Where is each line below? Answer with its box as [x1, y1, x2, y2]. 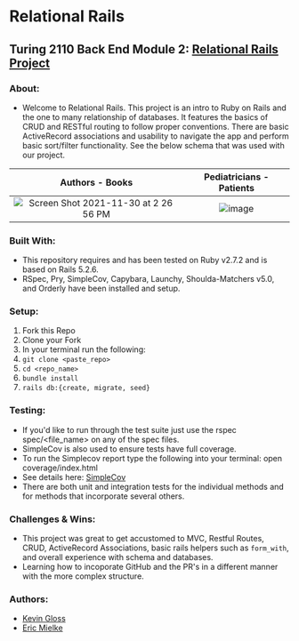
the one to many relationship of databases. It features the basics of [21, 111, 269, 122]
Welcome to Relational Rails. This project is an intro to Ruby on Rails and [21, 102, 287, 113]
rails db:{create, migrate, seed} [21, 384, 150, 393]
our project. [21, 149, 65, 160]
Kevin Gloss [21, 613, 67, 624]
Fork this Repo [21, 325, 76, 336]
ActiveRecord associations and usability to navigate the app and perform [21, 131, 289, 141]
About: [9, 82, 40, 94]
